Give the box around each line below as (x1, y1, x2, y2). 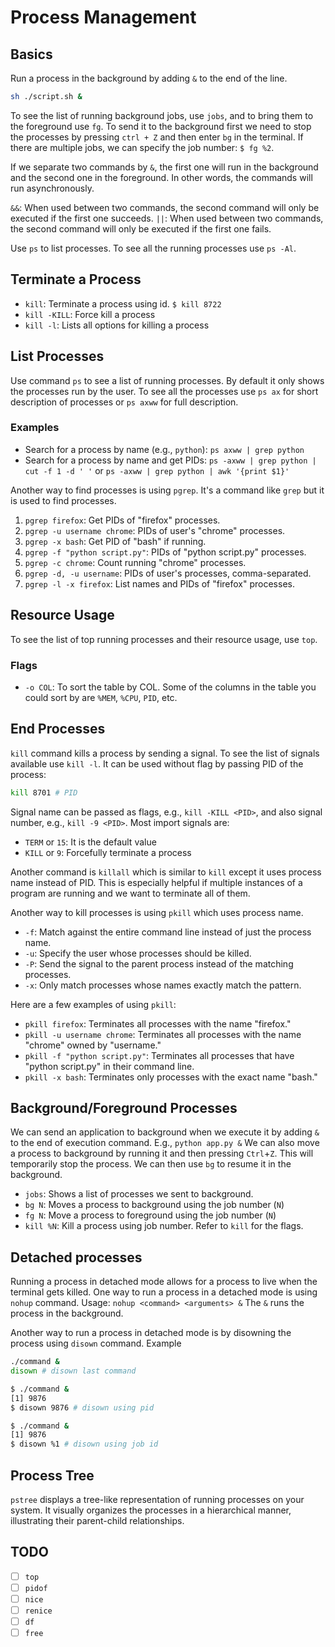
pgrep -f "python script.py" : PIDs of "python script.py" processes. (24, 546, 307, 558)
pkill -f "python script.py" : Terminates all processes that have (24, 1049, 295, 1061)
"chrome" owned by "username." (24, 1039, 162, 1051)
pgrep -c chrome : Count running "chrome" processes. (24, 556, 247, 568)
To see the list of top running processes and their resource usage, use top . (10, 633, 318, 645)
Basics (10, 46, 53, 63)
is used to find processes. (10, 494, 117, 506)
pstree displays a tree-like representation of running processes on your (10, 1494, 305, 1506)
